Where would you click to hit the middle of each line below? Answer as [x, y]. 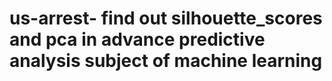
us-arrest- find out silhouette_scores [166, 18]
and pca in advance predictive [137, 39]
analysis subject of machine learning [166, 61]
